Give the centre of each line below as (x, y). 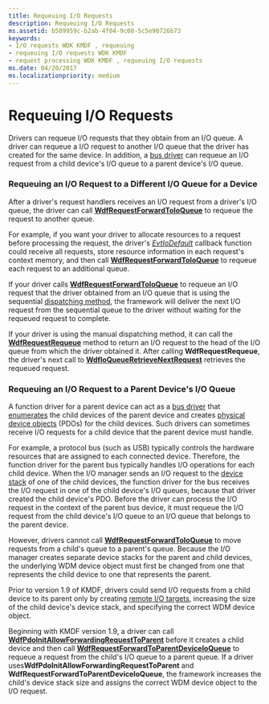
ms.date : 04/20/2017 (43, 68)
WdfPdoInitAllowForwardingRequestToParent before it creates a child (126, 640)
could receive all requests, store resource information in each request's (126, 251)
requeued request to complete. (59, 318)
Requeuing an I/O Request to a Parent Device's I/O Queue (122, 389)
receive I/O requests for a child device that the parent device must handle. (131, 432)
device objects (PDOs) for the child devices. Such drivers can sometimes (129, 424)
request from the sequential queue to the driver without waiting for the (125, 310)
